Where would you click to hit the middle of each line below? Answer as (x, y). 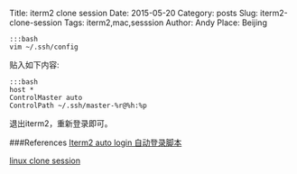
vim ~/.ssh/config (44, 47)
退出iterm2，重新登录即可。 (61, 124)
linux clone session (45, 160)
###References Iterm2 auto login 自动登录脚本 (96, 142)
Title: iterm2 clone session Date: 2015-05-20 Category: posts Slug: (134, 13)
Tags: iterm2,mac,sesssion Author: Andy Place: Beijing (166, 23)
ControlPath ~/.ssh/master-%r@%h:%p (78, 105)
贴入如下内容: (35, 65)
